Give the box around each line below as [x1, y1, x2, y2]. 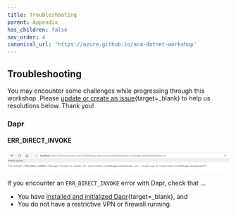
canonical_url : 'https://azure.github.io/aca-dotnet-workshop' [7, 41, 197, 48]
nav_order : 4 [7, 34, 46, 41]
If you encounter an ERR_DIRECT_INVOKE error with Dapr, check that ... [7, 178, 206, 187]
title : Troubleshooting [7, 11, 77, 18]
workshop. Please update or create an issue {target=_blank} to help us [7, 93, 211, 102]
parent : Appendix [7, 18, 58, 26]
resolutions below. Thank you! [7, 101, 94, 110]
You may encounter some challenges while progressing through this [7, 86, 205, 95]
